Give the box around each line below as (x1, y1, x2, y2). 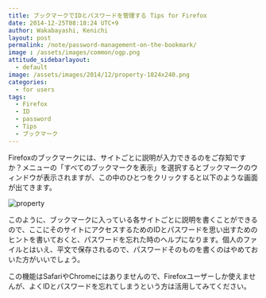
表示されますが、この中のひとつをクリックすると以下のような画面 (42, 172, 258, 182)
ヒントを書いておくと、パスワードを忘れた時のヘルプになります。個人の (8, 234, 244, 244)
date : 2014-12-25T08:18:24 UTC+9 (8, 19, 119, 27)
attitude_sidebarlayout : (8, 56, 91, 64)
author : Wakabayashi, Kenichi (8, 26, 109, 34)
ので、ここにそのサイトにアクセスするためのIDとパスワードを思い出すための (8, 224, 258, 234)
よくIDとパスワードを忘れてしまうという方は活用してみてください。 (29, 281, 252, 291)
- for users (15, 85, 56, 94)
